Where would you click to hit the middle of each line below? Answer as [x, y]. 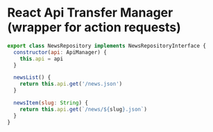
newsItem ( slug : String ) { [51, 103]
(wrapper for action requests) [94, 27]
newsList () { [32, 77]
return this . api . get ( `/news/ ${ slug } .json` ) [84, 109]
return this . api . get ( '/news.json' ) [71, 84]
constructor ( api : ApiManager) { [60, 52]
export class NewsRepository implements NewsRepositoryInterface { [107, 46]
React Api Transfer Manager [90, 13]
